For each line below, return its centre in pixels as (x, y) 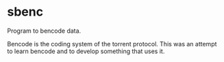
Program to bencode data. (44, 31)
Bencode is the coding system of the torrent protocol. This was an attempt (112, 44)
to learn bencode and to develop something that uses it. (86, 51)
